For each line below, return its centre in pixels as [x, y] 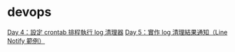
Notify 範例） [26, 41]
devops [29, 12]
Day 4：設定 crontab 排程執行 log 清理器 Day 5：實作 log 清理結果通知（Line [117, 32]
